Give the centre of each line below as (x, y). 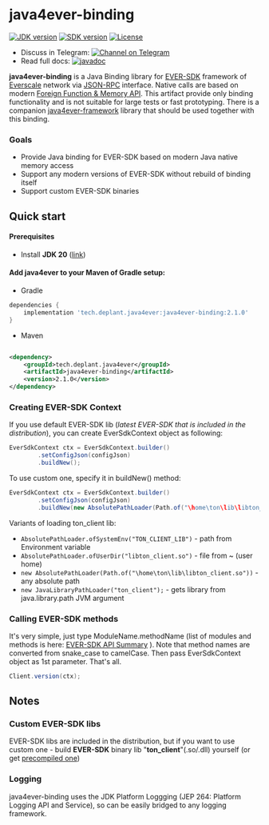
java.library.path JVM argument (72, 598)
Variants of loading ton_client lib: (63, 523)
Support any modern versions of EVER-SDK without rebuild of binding (135, 174)
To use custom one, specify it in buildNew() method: (95, 478)
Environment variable (55, 547)
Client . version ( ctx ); (45, 676)
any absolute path (50, 581)
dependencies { (34, 306)
